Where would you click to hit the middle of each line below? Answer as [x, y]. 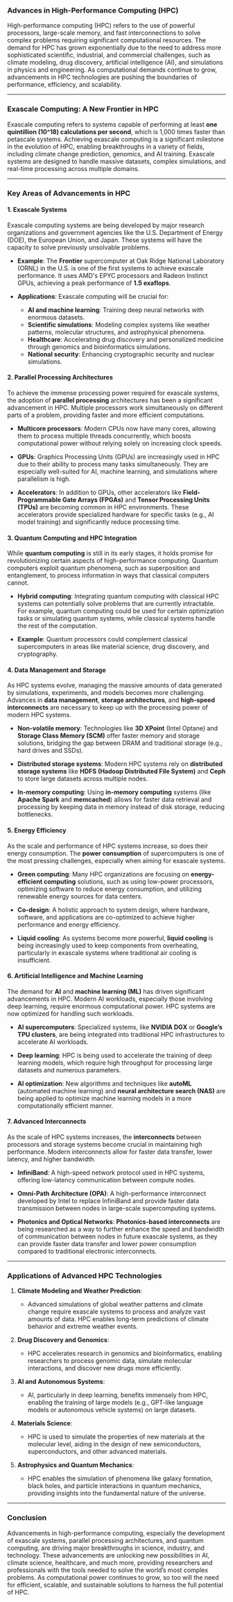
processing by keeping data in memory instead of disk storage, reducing [121, 807]
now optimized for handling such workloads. [70, 1013]
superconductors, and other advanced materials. [97, 1452]
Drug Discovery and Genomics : [63, 1340]
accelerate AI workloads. [53, 1042]
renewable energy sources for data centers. [80, 896]
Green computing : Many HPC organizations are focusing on [103, 874]
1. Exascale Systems [37, 210]
